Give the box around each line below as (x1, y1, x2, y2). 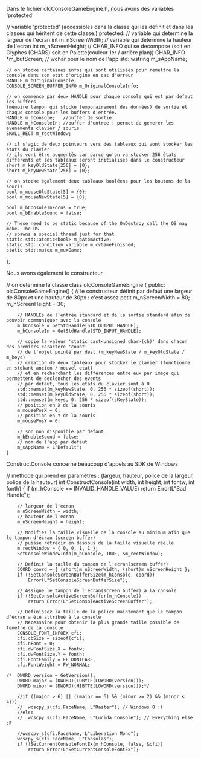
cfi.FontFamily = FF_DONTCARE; (17, 656, 96, 662)
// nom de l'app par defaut (17, 439, 88, 445)
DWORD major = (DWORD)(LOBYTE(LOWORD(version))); (17, 678, 145, 684)
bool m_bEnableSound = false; (6, 210, 83, 216)
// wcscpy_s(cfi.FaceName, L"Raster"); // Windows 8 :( (17, 704, 164, 710)
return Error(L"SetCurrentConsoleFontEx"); (28, 747, 139, 753)
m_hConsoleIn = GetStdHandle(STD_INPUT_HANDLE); (17, 328, 142, 334)
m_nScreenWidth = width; (17, 508, 80, 514)
